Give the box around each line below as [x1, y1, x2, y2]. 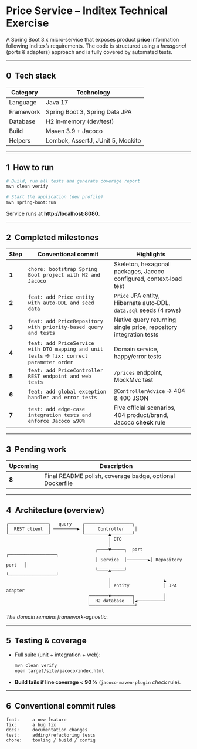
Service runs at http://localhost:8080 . [6, 210, 100, 218]
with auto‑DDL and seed [28, 299, 94, 306]
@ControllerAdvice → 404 [114, 387, 186, 395]
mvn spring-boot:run [6, 199, 57, 206]
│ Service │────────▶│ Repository [95, 557, 182, 562]
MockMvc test [114, 375, 154, 384]
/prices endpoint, [114, 368, 163, 377]
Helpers [9, 136, 31, 144]
